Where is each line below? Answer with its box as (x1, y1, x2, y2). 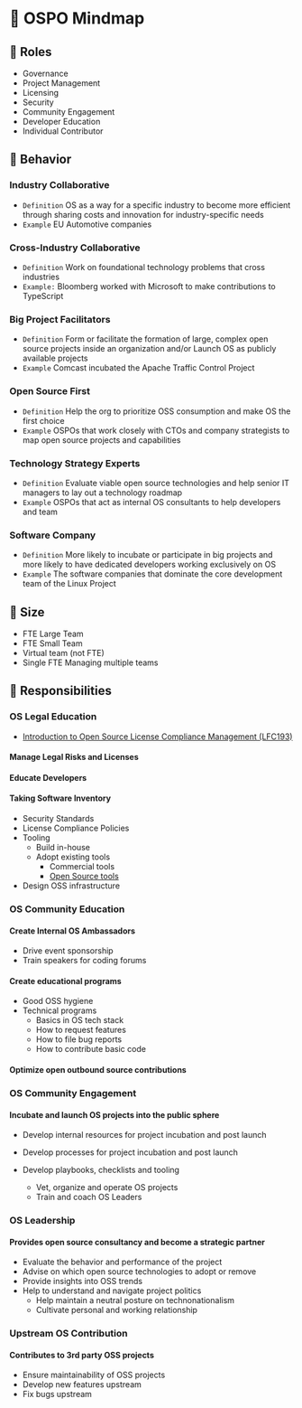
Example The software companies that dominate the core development (22, 568, 283, 579)
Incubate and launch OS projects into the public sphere (9, 1109, 220, 1120)
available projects (22, 352, 88, 364)
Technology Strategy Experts (9, 456, 141, 469)
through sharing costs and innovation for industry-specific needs (22, 209, 264, 220)
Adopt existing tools (35, 851, 111, 862)
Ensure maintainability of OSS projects (22, 1369, 166, 1381)
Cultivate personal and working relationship (35, 1305, 198, 1316)
